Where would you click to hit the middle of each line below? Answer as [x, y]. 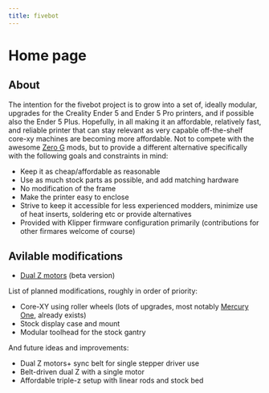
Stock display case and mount [70, 324]
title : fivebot [34, 16]
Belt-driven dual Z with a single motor [82, 372]
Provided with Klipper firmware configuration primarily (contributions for [139, 223]
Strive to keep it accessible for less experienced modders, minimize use [139, 205]
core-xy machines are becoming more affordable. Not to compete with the [131, 138]
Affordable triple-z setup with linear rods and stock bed [112, 381]
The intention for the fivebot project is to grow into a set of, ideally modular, [133, 104]
